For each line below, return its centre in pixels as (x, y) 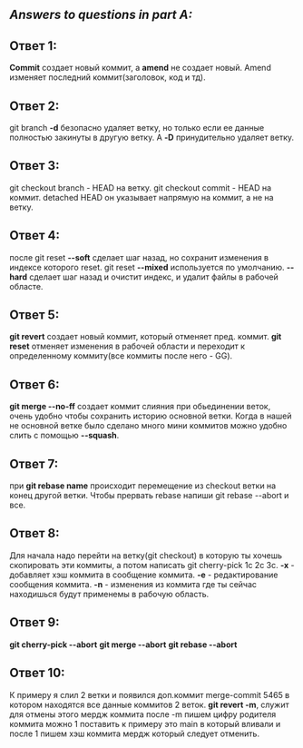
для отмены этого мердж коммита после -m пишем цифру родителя (143, 714)
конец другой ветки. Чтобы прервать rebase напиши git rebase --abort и (149, 496)
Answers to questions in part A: (101, 15)
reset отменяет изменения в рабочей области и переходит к (127, 346)
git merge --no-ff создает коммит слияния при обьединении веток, (140, 407)
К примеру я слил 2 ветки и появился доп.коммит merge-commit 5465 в (150, 694)
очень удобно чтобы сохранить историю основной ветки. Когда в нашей (151, 416)
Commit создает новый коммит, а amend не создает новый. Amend (141, 68)
